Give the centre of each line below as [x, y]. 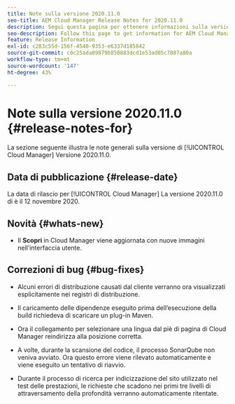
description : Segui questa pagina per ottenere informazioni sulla [108, 27]
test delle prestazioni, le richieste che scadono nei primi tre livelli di [114, 386]
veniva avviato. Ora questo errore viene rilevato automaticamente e [114, 357]
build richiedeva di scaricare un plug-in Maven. [85, 315]
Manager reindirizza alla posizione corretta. [80, 336]
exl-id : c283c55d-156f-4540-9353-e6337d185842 [76, 46]
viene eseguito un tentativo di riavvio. [71, 365]
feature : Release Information [51, 40]
